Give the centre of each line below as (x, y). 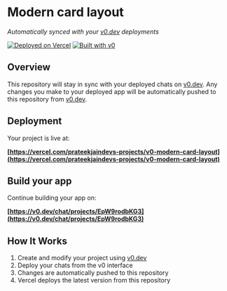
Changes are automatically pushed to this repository (93, 273)
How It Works (37, 241)
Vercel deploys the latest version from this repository (94, 280)
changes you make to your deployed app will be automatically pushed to (112, 91)
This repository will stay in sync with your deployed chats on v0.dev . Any (112, 84)
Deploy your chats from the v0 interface (75, 265)
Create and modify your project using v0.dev (82, 258)
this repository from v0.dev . (47, 99)
